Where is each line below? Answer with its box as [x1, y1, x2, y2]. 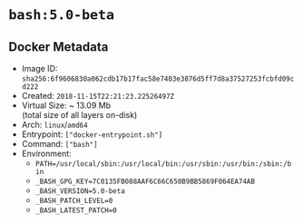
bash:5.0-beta [8, 6, 115, 24]
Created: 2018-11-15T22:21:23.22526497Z [21, 91, 174, 101]
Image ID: [21, 63, 58, 73]
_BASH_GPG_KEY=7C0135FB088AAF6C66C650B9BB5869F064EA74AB [34, 177, 256, 186]
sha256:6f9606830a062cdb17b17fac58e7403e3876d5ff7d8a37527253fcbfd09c [21, 74, 295, 83]
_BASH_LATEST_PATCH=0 [34, 206, 117, 215]
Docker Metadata [8, 39, 109, 54]
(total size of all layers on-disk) [21, 110, 138, 120]
